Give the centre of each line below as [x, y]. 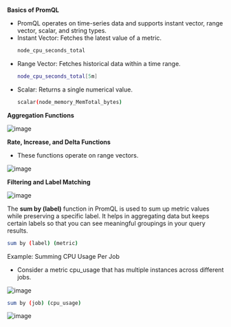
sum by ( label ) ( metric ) [43, 243]
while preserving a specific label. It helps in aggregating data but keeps [108, 215]
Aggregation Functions [41, 115]
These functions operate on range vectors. [78, 155]
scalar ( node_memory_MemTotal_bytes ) [69, 102]
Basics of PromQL [33, 10]
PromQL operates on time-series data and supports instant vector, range [120, 23]
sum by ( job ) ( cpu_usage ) [44, 303]
